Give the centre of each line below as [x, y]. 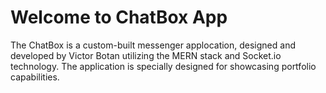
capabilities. [35, 77]
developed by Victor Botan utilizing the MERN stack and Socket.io [146, 55]
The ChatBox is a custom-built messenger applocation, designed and [153, 45]
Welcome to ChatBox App [119, 17]
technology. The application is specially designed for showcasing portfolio [163, 66]
